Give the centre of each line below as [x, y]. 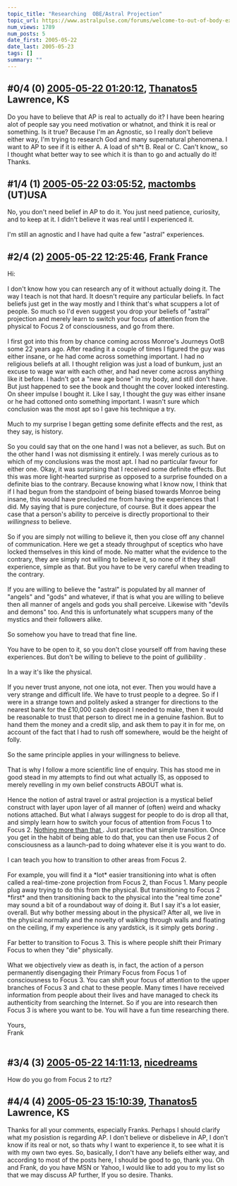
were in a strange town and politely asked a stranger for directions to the [113, 702]
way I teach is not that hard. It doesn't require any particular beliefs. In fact [116, 296]
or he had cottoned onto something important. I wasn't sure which [103, 402]
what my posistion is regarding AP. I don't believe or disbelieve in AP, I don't [118, 1137]
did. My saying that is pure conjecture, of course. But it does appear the [112, 507]
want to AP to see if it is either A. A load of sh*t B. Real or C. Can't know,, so [117, 146]
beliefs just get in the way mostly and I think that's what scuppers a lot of [114, 304]
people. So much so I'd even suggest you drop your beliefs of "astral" [109, 311]
